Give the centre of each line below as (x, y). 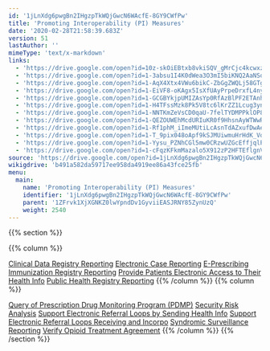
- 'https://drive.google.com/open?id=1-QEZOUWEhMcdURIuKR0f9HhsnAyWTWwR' (141, 120)
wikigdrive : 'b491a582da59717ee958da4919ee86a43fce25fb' (106, 165)
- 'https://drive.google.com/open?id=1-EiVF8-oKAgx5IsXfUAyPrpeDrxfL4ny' (141, 90)
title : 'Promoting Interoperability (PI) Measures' (96, 23)
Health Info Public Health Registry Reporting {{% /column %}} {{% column (131, 281)
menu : (17, 173)
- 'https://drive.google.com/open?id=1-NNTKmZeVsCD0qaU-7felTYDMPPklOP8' (141, 113)
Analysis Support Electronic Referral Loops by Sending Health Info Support (133, 313)
